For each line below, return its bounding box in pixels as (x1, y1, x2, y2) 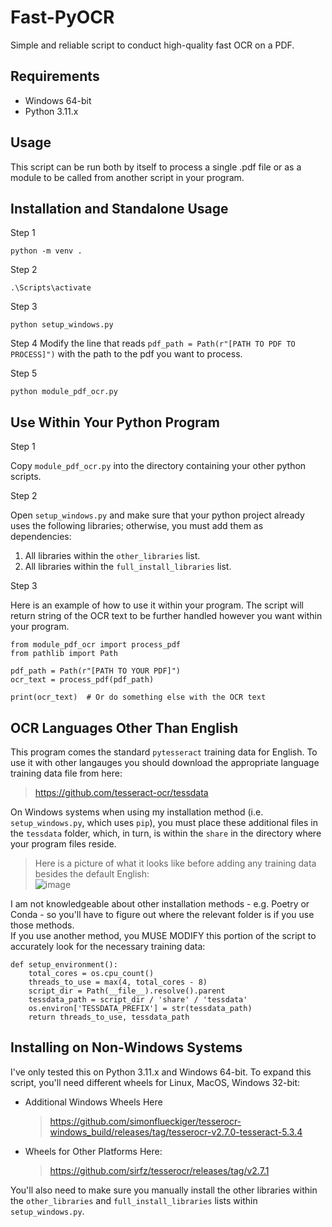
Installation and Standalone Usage (10, 200, 229, 217)
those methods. (10, 919, 75, 931)
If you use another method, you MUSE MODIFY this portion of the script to (10, 930, 317, 941)
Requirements (10, 68, 100, 85)
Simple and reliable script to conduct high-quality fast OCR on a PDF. (10, 39, 295, 51)
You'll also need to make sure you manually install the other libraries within (10, 1184, 318, 1196)
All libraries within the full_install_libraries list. (24, 561, 232, 573)
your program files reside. (10, 838, 117, 850)
